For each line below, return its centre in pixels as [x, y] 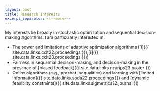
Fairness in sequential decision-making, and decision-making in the [80, 63]
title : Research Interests [33, 14]
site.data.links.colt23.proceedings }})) [50, 57]
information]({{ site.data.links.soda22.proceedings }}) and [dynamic [80, 78]
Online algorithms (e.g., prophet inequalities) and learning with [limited [83, 73]
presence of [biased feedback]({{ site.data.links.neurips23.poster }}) [81, 68]
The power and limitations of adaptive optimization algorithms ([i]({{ [80, 47]
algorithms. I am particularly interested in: [63, 37]
